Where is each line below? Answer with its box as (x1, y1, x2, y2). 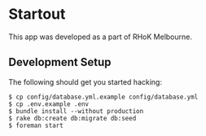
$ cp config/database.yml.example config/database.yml (8, 93, 199, 101)
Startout (8, 5, 66, 24)
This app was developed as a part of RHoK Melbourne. (8, 32, 193, 42)
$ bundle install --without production (8, 107, 144, 115)
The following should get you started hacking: (8, 77, 163, 86)
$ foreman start (8, 121, 64, 129)
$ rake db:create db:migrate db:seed (8, 114, 137, 122)
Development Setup (8, 55, 112, 69)
